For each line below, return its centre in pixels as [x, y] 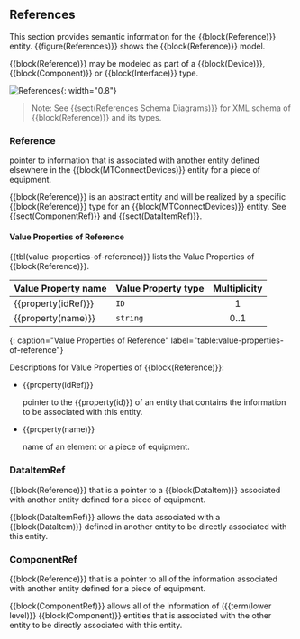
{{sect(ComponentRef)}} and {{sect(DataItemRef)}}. [106, 216]
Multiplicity [238, 289]
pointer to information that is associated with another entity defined [134, 160]
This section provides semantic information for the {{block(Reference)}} [143, 36]
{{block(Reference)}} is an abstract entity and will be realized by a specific [148, 197]
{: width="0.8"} [88, 90]
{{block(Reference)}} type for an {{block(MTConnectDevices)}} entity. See [148, 207]
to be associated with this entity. [82, 412]
